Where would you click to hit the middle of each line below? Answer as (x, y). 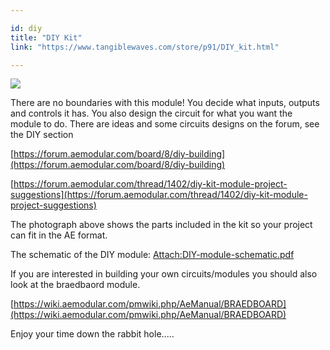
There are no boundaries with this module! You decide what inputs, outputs (165, 103)
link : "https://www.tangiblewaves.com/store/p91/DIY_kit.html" (145, 47)
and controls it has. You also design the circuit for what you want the (151, 113)
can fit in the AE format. (59, 235)
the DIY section (42, 135)
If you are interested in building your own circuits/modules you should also (164, 274)
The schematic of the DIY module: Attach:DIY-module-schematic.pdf (152, 255)
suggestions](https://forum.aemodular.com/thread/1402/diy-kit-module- (159, 195)
